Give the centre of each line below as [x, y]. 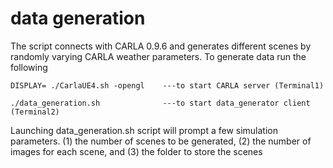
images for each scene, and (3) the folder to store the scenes [136, 151]
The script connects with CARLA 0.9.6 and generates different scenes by [161, 46]
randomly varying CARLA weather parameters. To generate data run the [158, 56]
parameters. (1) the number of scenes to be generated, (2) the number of [161, 141]
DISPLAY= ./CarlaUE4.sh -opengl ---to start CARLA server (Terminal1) [167, 85]
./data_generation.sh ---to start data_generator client [160, 103]
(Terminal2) [35, 112]
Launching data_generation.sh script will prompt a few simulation [144, 130]
